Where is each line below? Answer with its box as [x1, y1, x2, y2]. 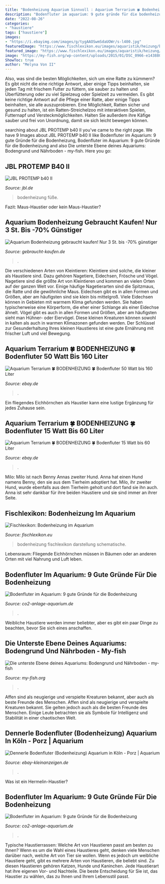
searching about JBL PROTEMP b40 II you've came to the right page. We [5, 127, 153, 133]
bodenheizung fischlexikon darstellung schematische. [17, 541, 127, 547]
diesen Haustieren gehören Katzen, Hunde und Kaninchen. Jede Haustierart [5, 863, 159, 869]
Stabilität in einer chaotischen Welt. [5, 715, 77, 720]
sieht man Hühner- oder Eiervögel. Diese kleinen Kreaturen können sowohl [5, 315, 156, 321]
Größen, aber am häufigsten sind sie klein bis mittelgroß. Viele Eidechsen [5, 294, 153, 299]
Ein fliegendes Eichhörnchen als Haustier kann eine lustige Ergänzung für [5, 399, 154, 405]
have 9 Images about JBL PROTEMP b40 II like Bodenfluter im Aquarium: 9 [5, 132, 156, 138]
